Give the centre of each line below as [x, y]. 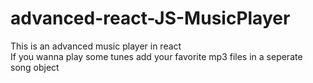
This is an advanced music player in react [96, 46]
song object [35, 67]
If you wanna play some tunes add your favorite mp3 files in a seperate [156, 56]
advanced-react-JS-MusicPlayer [150, 18]
